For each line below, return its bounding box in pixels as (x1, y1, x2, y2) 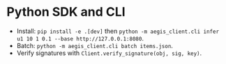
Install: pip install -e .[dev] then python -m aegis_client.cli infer (16, 27, 220, 35)
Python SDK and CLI (6, 4, 126, 20)
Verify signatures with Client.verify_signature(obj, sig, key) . (16, 49, 202, 57)
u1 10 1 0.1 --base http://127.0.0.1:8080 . (16, 34, 144, 42)
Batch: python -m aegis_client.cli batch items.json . (16, 41, 174, 50)
